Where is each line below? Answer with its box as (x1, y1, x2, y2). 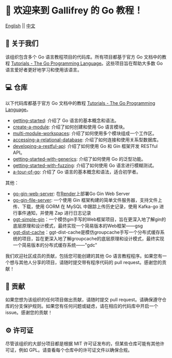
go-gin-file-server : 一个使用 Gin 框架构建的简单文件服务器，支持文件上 (12, 197, 163, 203)
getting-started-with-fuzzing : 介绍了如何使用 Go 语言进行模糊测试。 (12, 162, 157, 168)
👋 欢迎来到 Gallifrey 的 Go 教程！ (5, 5, 143, 16)
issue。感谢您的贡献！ (5, 309, 53, 316)
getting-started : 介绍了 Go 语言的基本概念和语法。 (12, 117, 119, 123)
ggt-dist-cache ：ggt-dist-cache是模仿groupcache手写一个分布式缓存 (12, 229, 161, 235)
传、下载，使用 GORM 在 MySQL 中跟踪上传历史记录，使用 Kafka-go (12, 203, 158, 210)
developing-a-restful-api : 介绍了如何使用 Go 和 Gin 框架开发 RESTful (12, 143, 158, 149)
